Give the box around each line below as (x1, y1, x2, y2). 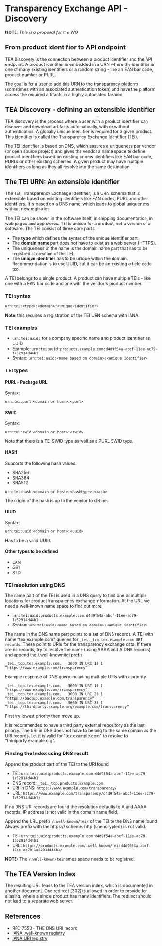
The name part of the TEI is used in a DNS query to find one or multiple (5, 593, 147, 599)
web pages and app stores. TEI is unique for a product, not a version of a (5, 221, 151, 226)
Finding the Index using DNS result (5, 750, 89, 757)
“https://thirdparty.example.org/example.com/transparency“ (5, 705, 130, 709)
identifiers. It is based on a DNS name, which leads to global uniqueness (5, 201, 150, 207)
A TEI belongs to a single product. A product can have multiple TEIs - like (5, 275, 151, 281)
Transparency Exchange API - (5, 3, 128, 14)
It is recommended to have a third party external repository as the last (5, 722, 145, 728)
